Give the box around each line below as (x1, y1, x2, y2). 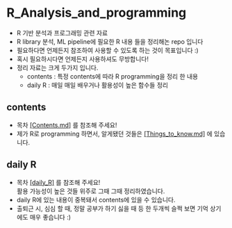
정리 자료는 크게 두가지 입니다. (16, 63, 99, 72)
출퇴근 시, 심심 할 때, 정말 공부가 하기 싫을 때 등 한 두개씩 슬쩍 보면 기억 (16, 204, 209, 213)
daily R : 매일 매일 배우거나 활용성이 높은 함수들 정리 (26, 81, 168, 89)
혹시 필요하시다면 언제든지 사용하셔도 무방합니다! (16, 54, 149, 63)
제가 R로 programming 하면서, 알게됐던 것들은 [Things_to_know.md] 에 (16, 129, 213, 138)
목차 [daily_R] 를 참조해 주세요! (16, 178, 101, 186)
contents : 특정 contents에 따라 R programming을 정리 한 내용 (26, 72, 199, 81)
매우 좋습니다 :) (29, 213, 71, 221)
